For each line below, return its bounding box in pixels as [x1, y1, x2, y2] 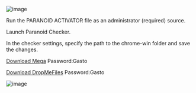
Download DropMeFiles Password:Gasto [6, 69, 105, 76]
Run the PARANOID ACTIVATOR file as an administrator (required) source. [6, 17, 186, 24]
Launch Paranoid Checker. [6, 28, 71, 35]
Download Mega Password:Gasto [6, 58, 88, 64]
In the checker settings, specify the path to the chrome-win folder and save [6, 40, 191, 46]
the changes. [6, 46, 38, 53]
